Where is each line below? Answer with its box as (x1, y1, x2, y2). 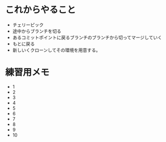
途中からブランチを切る (12, 28, 61, 34)
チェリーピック (12, 22, 44, 28)
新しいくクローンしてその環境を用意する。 (12, 47, 101, 53)
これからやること (5, 4, 76, 16)
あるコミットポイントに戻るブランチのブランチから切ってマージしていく (12, 34, 162, 40)
